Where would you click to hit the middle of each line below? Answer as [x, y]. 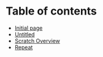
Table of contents [51, 11]
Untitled [25, 34]
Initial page [29, 28]
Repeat [24, 47]
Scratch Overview [37, 41]
